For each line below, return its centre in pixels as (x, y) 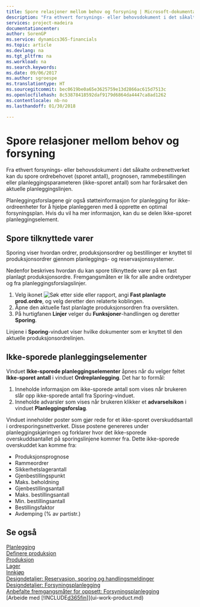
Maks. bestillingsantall (42, 495)
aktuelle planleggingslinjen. (40, 189)
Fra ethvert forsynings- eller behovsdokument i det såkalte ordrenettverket (98, 170)
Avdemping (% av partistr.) (48, 514)
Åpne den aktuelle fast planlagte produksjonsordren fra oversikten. (97, 307)
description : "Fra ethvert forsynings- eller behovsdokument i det (92, 17)
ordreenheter (22, 207)
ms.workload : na (26, 61)
